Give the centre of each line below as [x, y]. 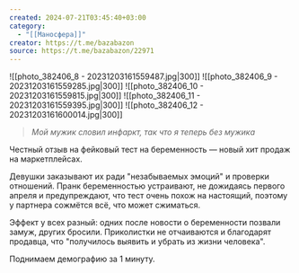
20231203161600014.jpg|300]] [66, 115]
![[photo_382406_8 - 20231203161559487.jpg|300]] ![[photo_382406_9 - [144, 76]
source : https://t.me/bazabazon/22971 [82, 51]
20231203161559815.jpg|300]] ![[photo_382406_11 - [105, 96]
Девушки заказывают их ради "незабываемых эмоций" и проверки [139, 177]
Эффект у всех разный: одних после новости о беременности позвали [145, 223]
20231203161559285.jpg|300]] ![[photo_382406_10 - [106, 86]
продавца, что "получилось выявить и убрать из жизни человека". [137, 242]
